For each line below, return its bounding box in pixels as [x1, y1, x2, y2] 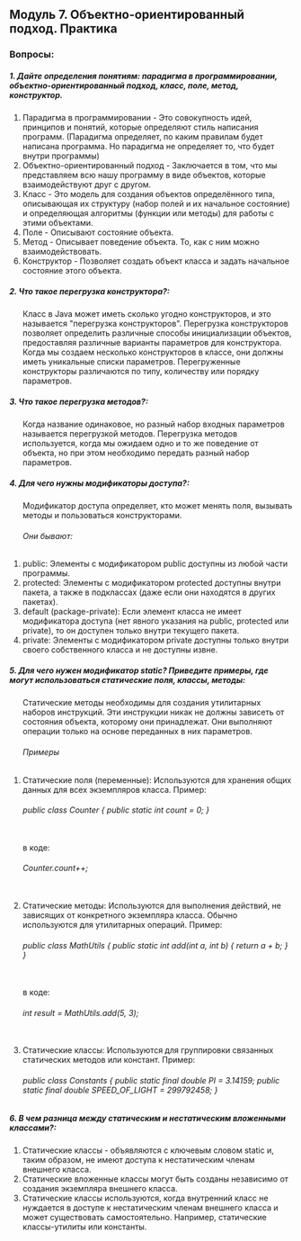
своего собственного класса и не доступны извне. [22, 644, 218, 655]
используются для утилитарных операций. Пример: [22, 919, 223, 930]
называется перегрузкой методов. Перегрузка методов [22, 428, 238, 439]
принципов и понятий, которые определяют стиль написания [22, 121, 259, 133]
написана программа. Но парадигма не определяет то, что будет [22, 141, 275, 152]
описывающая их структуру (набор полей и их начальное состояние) [22, 198, 290, 210]
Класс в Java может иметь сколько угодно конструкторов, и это [22, 309, 271, 319]
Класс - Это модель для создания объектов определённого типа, [22, 189, 276, 200]
